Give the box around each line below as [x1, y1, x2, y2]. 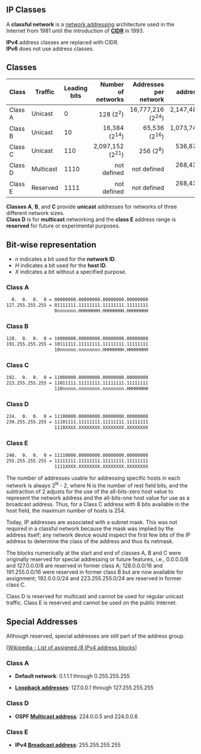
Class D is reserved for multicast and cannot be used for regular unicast [6, 593, 184, 600]
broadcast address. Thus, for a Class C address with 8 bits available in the [6, 501, 190, 508]
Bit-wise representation [6, 240, 97, 250]
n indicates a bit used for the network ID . [14, 256, 117, 263]
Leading [63, 84, 88, 92]
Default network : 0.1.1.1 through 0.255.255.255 [14, 673, 130, 680]
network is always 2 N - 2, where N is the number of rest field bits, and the [6, 480, 188, 489]
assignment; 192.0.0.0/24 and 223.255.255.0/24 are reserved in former [6, 575, 182, 582]
